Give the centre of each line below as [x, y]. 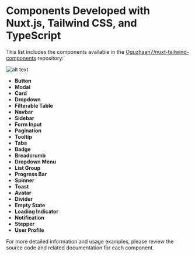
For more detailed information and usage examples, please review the [90, 241]
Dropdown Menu [35, 162]
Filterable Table [34, 105]
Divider [24, 199]
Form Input [28, 124]
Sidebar [24, 118]
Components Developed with [78, 11]
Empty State [30, 205]
